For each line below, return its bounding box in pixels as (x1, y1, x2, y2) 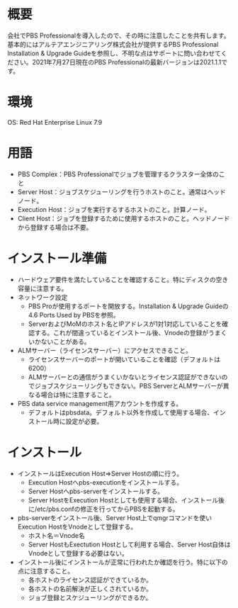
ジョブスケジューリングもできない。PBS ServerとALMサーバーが (34, 381, 223, 390)
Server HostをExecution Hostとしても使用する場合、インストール (28, 495, 219, 504)
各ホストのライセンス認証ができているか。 (28, 575, 153, 584)
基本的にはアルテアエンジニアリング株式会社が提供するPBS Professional (7, 40, 219, 48)
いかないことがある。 (28, 337, 91, 346)
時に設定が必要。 (52, 417, 103, 425)
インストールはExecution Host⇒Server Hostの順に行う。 (17, 469, 183, 478)
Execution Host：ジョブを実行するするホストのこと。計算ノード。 (17, 205, 211, 213)
